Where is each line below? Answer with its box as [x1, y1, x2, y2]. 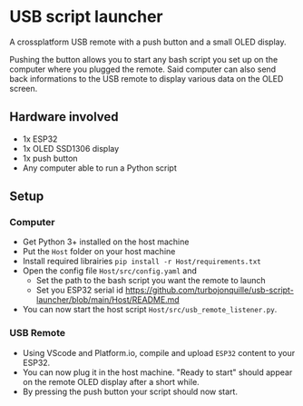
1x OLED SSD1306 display [22, 143, 120, 153]
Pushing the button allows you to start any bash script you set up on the [9, 54, 279, 64]
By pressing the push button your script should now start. [22, 386, 239, 397]
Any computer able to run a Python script [22, 162, 177, 173]
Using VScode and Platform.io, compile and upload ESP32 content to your [22, 347, 296, 358]
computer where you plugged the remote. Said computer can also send [9, 64, 277, 74]
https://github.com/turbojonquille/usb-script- [125, 284, 295, 296]
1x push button [22, 153, 79, 163]
